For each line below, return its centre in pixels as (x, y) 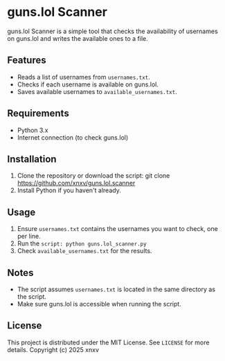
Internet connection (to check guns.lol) (73, 137)
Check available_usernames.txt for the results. (84, 251)
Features (27, 61)
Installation (32, 159)
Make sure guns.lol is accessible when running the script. (99, 304)
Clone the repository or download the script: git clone (93, 176)
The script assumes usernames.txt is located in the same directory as (116, 289)
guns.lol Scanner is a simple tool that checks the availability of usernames (112, 31)
